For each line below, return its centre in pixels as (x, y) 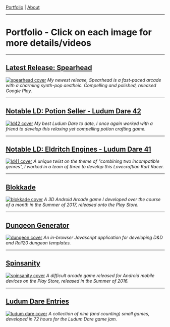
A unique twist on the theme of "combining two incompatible (96, 161)
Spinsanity (23, 263)
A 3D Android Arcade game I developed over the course (102, 200)
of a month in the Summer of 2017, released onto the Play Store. (72, 205)
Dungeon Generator (38, 225)
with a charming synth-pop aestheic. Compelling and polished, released (81, 85)
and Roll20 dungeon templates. (38, 243)
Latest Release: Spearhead (49, 68)
